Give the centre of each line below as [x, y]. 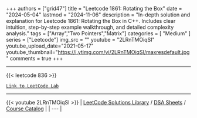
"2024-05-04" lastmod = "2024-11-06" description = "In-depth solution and [98, 15]
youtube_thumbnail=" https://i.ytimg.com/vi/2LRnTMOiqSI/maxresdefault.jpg [98, 52]
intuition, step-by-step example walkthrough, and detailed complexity [90, 27]
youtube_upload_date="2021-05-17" [50, 46]
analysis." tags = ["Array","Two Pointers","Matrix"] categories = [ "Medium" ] [98, 33]
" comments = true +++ [35, 58]
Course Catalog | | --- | [34, 109]
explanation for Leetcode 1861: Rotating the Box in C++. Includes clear [91, 21]
